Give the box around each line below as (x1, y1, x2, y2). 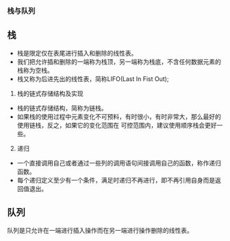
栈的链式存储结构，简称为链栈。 (16, 104, 107, 112)
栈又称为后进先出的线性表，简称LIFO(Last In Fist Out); (16, 74, 169, 83)
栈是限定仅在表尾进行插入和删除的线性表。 (16, 49, 138, 57)
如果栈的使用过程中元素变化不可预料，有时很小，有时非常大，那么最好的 (16, 112, 221, 121)
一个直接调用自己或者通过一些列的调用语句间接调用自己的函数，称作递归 (16, 159, 221, 167)
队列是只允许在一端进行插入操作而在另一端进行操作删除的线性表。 (7, 226, 193, 234)
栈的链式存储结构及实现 (16, 89, 84, 97)
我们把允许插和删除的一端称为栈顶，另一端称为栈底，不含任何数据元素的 (16, 57, 221, 66)
